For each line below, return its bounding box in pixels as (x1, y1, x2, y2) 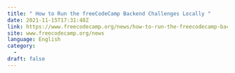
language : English (7, 36, 61, 43)
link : (7, 23, 23, 30)
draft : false (7, 56, 45, 63)
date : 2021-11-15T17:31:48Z (7, 17, 90, 24)
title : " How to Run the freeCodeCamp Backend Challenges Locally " (7, 10, 211, 17)
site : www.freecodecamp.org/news (7, 29, 105, 37)
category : (7, 42, 36, 49)
